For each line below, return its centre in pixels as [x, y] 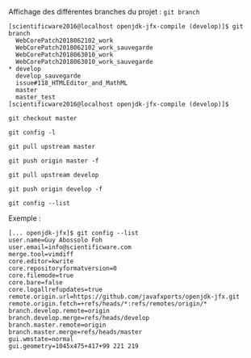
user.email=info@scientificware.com [70, 247]
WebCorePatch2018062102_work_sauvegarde [84, 48]
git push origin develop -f [56, 189]
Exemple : [25, 218]
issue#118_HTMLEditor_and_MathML [72, 83]
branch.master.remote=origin [57, 325]
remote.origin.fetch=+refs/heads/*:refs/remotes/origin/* [108, 304]
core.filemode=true [41, 276]
